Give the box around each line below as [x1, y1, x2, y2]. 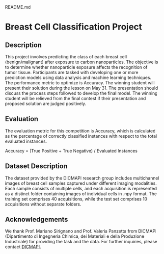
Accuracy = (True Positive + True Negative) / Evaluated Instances [5, 148, 137, 153]
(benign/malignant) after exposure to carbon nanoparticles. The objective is [5, 59, 159, 65]
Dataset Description [5, 162, 68, 171]
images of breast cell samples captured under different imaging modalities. [5, 180, 157, 186]
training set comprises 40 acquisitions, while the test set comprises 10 [5, 196, 147, 202]
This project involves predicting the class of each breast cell [5, 54, 127, 59]
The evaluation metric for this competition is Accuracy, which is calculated [5, 127, 156, 134]
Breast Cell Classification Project [5, 22, 142, 32]
